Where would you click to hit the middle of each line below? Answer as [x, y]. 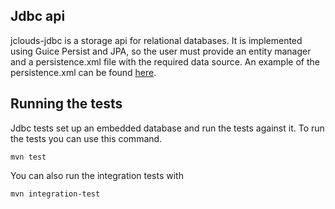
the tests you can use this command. [86, 138]
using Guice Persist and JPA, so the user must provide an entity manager [161, 51]
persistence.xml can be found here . [83, 72]
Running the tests [66, 104]
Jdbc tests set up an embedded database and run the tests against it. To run [167, 128]
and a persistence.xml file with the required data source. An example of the [165, 61]
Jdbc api [38, 16]
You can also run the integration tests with [97, 175]
